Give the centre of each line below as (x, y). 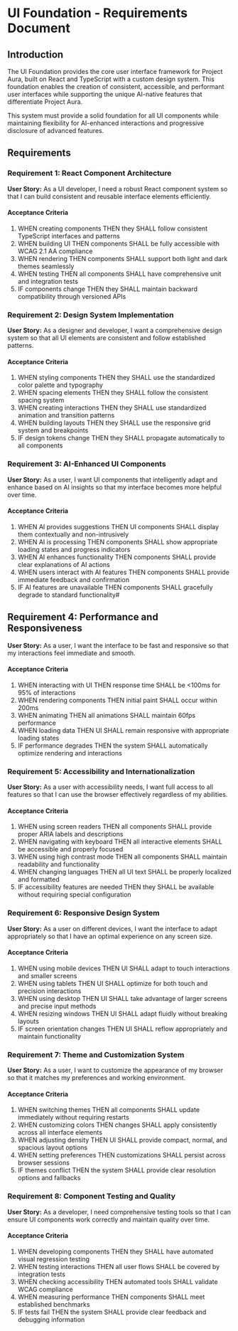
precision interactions (49, 991)
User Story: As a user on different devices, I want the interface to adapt (113, 928)
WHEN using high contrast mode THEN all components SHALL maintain (122, 857)
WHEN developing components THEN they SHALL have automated (115, 1251)
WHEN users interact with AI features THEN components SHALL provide (123, 572)
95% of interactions (47, 692)
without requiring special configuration (74, 895)
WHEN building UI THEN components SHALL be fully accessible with (119, 243)
